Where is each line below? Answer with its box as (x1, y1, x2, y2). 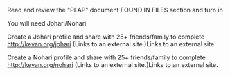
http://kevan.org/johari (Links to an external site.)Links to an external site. (7, 40, 216, 48)
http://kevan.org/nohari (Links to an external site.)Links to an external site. (7, 61, 218, 68)
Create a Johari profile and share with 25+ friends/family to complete (7, 32, 205, 41)
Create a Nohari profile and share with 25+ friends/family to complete (7, 53, 206, 61)
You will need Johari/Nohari (7, 19, 87, 27)
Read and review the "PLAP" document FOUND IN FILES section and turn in (7, 6, 223, 14)
